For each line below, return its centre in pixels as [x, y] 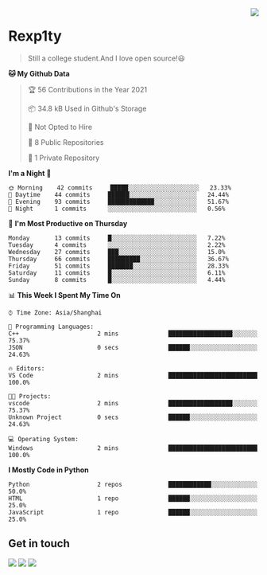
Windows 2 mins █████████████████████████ [133, 448]
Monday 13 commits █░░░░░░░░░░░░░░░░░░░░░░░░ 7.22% [117, 238]
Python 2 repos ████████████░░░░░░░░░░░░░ [133, 484]
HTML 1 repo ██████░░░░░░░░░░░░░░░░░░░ [133, 498]
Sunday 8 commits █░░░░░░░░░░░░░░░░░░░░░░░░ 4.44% [117, 280]
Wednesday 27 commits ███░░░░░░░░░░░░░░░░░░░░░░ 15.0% [117, 252]
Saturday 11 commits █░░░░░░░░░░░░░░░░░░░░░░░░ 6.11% [117, 273]
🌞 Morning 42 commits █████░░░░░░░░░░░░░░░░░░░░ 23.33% [120, 188]
